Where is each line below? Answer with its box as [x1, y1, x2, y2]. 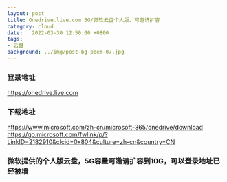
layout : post [7, 10, 45, 17]
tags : [7, 36, 23, 43]
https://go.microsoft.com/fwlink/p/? [7, 130, 108, 139]
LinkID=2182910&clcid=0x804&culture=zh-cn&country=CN [7, 138, 175, 146]
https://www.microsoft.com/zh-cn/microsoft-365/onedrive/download [7, 123, 204, 132]
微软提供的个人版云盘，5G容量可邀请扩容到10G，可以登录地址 [7, 156, 213, 166]
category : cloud [7, 23, 54, 30]
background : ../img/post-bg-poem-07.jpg [7, 49, 125, 56]
